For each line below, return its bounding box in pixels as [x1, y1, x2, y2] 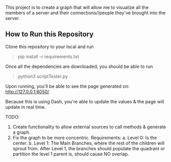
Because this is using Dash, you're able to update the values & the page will [5, 98, 164, 104]
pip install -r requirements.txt [17, 53, 79, 59]
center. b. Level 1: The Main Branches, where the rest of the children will [12, 140, 165, 146]
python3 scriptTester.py [17, 73, 68, 79]
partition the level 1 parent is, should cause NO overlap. [12, 151, 129, 157]
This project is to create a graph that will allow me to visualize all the [5, 5, 149, 10]
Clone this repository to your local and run [5, 43, 94, 50]
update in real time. [5, 104, 46, 110]
